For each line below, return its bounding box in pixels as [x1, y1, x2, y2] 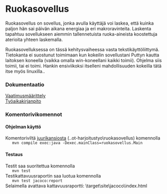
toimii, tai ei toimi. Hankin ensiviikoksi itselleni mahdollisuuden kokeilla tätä [5, 63, 162, 69]
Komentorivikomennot [5, 111, 62, 118]
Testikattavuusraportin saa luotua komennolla [5, 172, 101, 179]
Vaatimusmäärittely [5, 93, 46, 99]
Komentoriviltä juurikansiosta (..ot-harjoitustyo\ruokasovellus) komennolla [5, 135, 161, 141]
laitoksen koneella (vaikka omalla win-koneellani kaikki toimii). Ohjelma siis [5, 57, 162, 63]
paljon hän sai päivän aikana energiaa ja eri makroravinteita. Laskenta [5, 25, 152, 31]
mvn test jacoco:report [12, 178, 63, 183]
